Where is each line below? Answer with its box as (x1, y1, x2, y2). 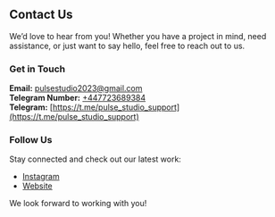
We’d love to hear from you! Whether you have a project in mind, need (9, 30, 267, 41)
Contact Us (9, 7, 73, 22)
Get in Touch (9, 63, 66, 75)
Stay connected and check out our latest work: (9, 154, 181, 164)
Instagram (21, 171, 60, 182)
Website (21, 180, 54, 191)
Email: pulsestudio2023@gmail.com (9, 83, 143, 94)
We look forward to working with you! (9, 198, 147, 209)
